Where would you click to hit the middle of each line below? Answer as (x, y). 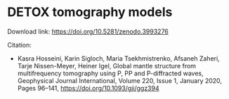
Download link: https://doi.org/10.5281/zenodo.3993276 (88, 31)
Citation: (19, 45)
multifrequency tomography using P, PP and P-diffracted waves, (110, 73)
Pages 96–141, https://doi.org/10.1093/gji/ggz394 (88, 88)
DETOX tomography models (90, 12)
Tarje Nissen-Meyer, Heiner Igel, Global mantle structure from (107, 66)
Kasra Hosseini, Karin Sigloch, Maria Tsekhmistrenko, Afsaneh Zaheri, (118, 58)
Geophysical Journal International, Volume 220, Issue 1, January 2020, (120, 80)
